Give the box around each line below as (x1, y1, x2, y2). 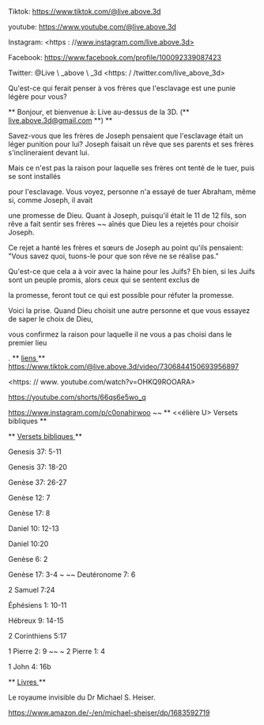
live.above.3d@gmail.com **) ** (8, 116, 113, 125)
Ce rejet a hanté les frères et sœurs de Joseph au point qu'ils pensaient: (8, 243, 243, 252)
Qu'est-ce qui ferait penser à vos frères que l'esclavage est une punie (8, 83, 236, 93)
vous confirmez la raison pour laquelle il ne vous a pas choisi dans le (8, 330, 232, 339)
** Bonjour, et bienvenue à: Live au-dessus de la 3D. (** (8, 107, 190, 116)
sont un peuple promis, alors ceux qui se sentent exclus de (8, 275, 200, 284)
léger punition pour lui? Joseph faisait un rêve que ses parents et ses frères (8, 139, 255, 149)
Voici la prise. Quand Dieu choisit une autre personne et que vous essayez (8, 306, 251, 315)
